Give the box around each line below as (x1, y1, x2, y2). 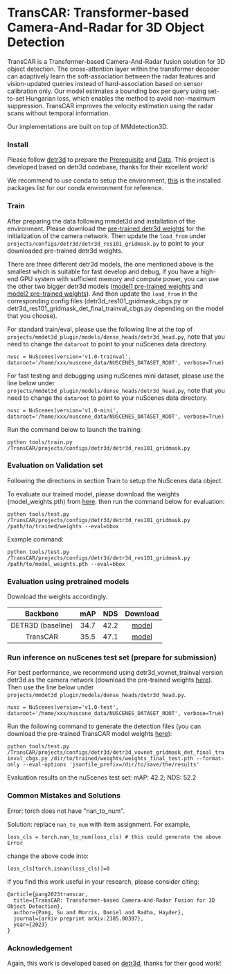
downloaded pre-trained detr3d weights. (7, 246, 123, 255)
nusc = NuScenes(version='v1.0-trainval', (7, 353, 132, 360)
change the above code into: (7, 852, 89, 860)
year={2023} (13, 921, 48, 928)
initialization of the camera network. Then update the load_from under (7, 231, 206, 240)
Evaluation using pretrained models (7, 576, 130, 586)
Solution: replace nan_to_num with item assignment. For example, (7, 820, 191, 828)
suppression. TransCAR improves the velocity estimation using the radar (7, 101, 213, 110)
